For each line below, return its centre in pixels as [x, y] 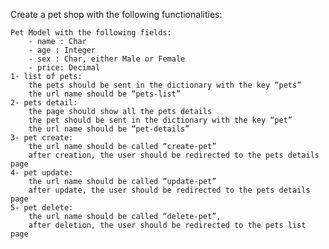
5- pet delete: [42, 208]
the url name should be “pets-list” [105, 94]
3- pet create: [42, 138]
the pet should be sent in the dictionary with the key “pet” [160, 120]
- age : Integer [62, 50]
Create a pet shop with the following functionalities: [116, 14]
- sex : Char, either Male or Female [107, 59]
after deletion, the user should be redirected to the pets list [167, 225]
